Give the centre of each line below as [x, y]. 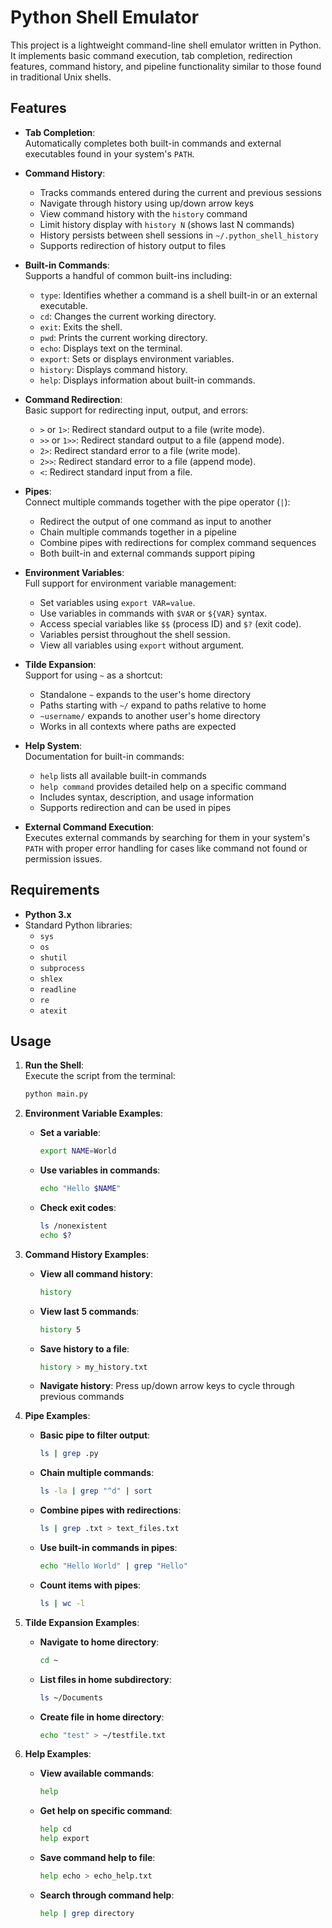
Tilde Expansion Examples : [82, 1622]
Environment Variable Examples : [93, 1113]
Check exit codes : [78, 1207]
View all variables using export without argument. [142, 645]
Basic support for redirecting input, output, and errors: [136, 410]
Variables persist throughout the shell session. [135, 634]
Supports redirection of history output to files [133, 245]
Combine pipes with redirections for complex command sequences [178, 542]
